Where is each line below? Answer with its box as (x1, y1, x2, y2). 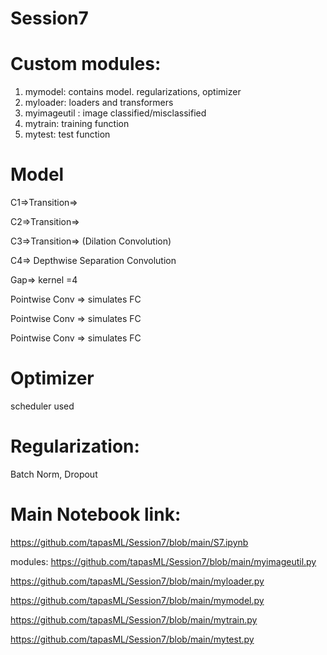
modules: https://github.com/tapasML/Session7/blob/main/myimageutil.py (10, 555, 317, 567)
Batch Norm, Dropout (10, 468, 98, 480)
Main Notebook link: (10, 503, 182, 526)
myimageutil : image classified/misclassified (24, 107, 207, 119)
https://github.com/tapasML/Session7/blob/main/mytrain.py (10, 613, 258, 626)
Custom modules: (10, 53, 162, 76)
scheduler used (10, 400, 75, 412)
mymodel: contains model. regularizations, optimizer (24, 86, 242, 98)
